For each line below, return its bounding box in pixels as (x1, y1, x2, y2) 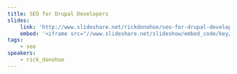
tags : (7, 37, 23, 44)
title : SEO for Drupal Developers (7, 10, 109, 18)
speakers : (7, 50, 37, 57)
